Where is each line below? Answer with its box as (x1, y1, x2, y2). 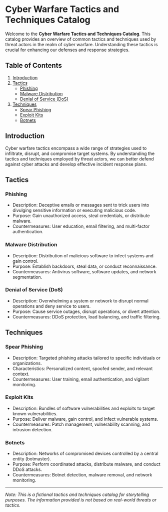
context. (12, 371, 30, 377)
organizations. (12, 360, 42, 366)
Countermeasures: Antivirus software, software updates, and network (12, 268, 156, 274)
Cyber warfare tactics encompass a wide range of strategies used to (5, 145, 147, 151)
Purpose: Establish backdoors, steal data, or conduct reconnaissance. (12, 263, 157, 269)
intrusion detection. (12, 426, 52, 432)
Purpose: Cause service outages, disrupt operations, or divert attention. (12, 308, 161, 314)
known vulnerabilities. (12, 410, 57, 417)
